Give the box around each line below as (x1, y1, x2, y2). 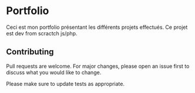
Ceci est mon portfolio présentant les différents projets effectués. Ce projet (6, 24, 188, 31)
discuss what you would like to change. (6, 69, 102, 76)
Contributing (6, 47, 54, 57)
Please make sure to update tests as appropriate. (6, 80, 125, 87)
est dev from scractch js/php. (6, 29, 78, 36)
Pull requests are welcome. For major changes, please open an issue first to (6, 62, 190, 69)
